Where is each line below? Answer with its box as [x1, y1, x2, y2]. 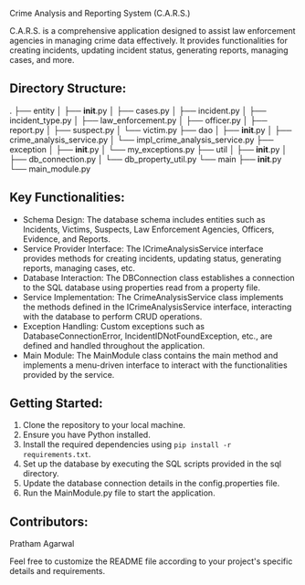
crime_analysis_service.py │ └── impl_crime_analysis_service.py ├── [9, 134, 274, 145]
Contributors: [9, 514, 89, 529]
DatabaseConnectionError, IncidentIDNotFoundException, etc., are [22, 330, 273, 341]
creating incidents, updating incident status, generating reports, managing [9, 45, 289, 56]
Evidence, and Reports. [22, 233, 111, 245]
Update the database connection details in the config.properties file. [22, 478, 280, 489]
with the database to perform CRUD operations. [22, 310, 203, 322]
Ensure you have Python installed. [22, 429, 151, 441]
